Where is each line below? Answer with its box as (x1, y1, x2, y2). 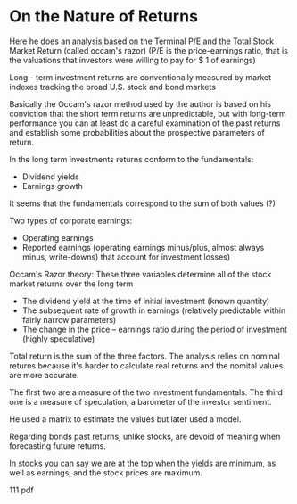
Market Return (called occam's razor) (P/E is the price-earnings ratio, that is (9, 45, 288, 55)
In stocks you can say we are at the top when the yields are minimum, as (9, 458, 276, 468)
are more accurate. (9, 369, 79, 380)
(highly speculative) (21, 333, 95, 344)
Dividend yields (21, 171, 79, 182)
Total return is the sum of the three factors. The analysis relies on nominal (9, 351, 281, 361)
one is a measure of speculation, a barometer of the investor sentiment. (9, 396, 272, 407)
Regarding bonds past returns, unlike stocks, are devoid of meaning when (9, 431, 281, 442)
